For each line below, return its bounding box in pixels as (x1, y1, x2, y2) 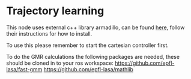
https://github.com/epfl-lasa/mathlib (43, 65, 134, 72)
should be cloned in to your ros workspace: (6, 59, 114, 67)
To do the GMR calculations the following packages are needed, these (6, 53, 180, 60)
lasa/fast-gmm (6, 65, 43, 72)
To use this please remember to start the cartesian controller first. (6, 42, 169, 49)
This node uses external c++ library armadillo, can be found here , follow (6, 24, 185, 31)
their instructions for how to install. (6, 30, 92, 37)
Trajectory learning (6, 4, 105, 18)
